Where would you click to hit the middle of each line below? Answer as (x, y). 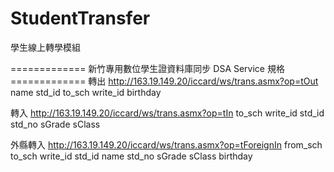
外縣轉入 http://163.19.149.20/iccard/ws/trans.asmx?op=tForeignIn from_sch (166, 144)
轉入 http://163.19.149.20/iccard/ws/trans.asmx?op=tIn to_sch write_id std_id (167, 113)
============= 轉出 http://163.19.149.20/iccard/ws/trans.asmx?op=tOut (164, 81)
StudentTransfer (80, 18)
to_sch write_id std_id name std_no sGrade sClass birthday (131, 156)
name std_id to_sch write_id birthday (86, 92)
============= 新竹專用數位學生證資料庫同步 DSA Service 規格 (147, 68)
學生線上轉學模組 (45, 47)
